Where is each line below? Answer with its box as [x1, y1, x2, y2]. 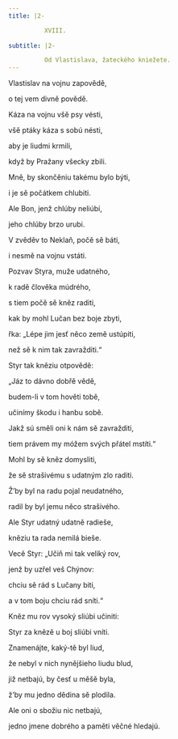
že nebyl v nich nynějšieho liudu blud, [8, 659, 134, 669]
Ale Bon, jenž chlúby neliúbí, [8, 204, 102, 214]
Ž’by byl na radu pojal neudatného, [8, 486, 124, 496]
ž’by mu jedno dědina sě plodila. [8, 690, 116, 700]
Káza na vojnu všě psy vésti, [8, 110, 103, 120]
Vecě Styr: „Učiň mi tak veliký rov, [8, 549, 121, 558]
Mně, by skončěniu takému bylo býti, [8, 172, 130, 182]
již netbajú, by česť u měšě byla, [8, 674, 116, 684]
